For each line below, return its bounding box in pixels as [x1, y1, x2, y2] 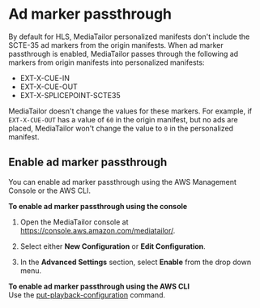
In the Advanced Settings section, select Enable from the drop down [19, 257, 252, 267]
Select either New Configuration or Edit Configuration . [19, 241, 207, 251]
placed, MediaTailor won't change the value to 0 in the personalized [8, 123, 233, 133]
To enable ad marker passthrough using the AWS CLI [8, 281, 190, 291]
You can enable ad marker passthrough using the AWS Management [8, 177, 237, 186]
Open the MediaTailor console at [19, 216, 129, 227]
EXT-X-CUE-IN [19, 73, 70, 83]
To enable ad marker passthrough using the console [8, 201, 188, 211]
